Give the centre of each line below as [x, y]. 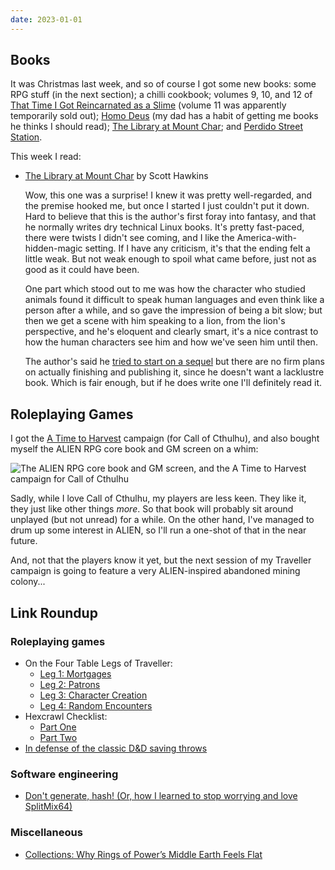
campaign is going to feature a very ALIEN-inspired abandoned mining [155, 571]
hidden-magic [53, 248]
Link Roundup [54, 612]
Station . [26, 137]
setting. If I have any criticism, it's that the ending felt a [197, 248]
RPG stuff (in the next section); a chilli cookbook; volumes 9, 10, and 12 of [161, 95]
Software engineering [64, 774]
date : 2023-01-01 [46, 19]
